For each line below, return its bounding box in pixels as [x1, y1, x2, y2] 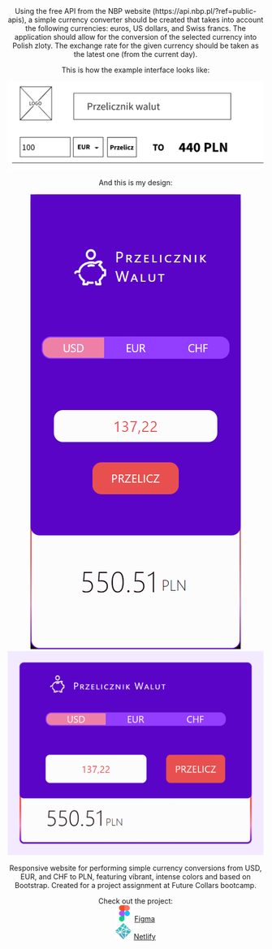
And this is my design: [98, 177, 173, 188]
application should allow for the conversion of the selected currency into [14, 32, 257, 41]
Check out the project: [97, 895, 174, 906]
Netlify [133, 931, 156, 941]
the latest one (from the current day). [73, 50, 198, 58]
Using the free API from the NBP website [15, 6, 151, 15]
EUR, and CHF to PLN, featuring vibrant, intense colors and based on [20, 871, 251, 882]
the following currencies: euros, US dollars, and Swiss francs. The [24, 24, 247, 33]
